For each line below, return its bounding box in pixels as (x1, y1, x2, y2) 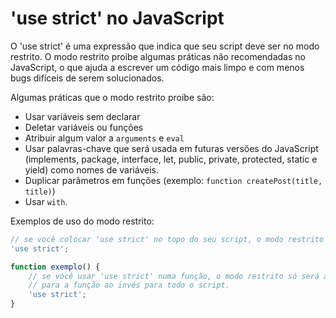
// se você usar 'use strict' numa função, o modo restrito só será (28, 271, 320, 281)
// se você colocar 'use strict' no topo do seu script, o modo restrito (10, 234, 325, 244)
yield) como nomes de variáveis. (24, 163, 159, 176)
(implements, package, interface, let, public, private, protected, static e (24, 153, 318, 165)
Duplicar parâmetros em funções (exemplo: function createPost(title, (24, 174, 323, 186)
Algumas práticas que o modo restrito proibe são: (10, 91, 215, 103)
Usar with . (24, 195, 68, 207)
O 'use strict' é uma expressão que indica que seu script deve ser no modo (10, 40, 320, 52)
